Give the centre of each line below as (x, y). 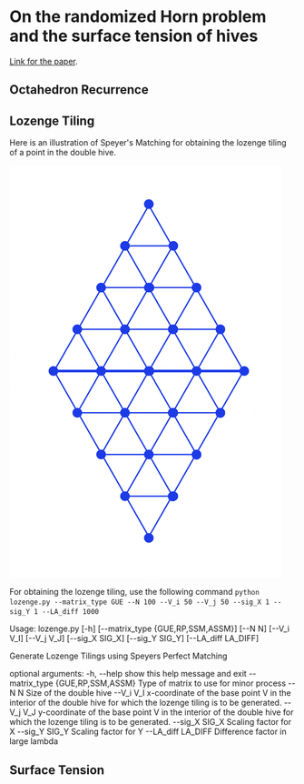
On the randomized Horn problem (138, 17)
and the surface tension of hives (134, 36)
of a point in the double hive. (63, 153)
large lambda (34, 741)
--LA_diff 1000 (71, 612)
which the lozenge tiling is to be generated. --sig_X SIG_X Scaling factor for (151, 722)
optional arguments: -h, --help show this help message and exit (128, 674)
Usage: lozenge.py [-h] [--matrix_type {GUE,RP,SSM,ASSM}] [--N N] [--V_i (150, 628)
